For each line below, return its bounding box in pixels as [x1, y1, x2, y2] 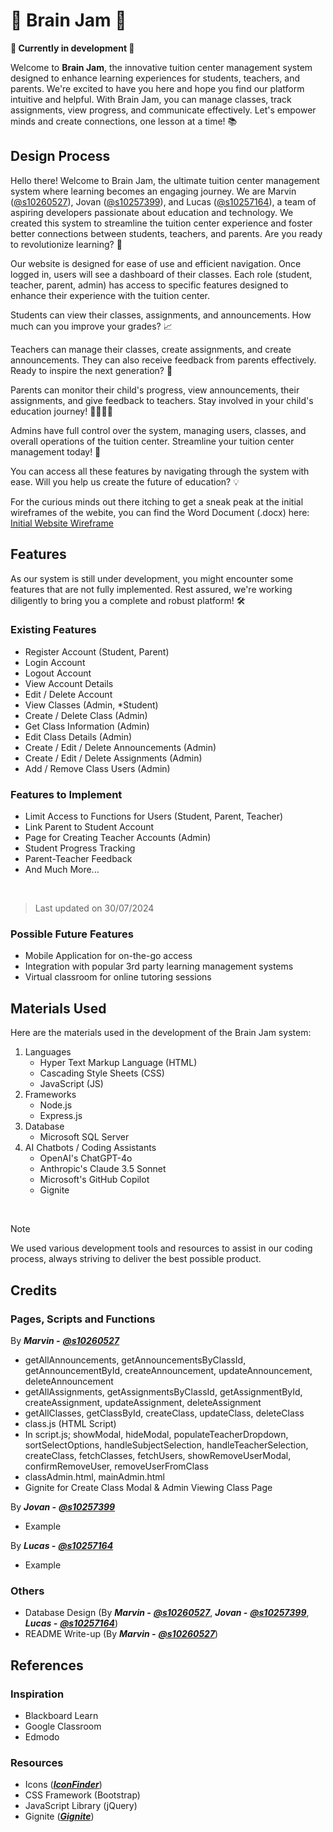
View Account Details [24, 677, 114, 689]
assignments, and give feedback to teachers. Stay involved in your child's [10, 394, 314, 406]
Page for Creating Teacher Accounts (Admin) [24, 832, 212, 844]
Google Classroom [24, 1720, 102, 1732]
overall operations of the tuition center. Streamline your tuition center [10, 435, 295, 447]
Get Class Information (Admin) [24, 720, 150, 732]
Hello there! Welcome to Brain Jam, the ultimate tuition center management [10, 174, 320, 186]
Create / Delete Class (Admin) [24, 709, 148, 721]
